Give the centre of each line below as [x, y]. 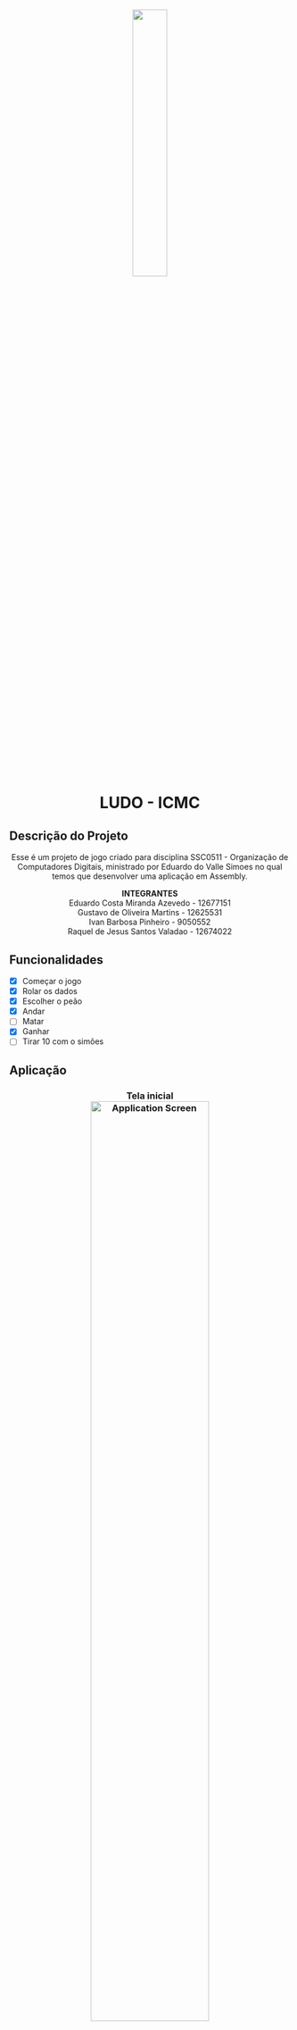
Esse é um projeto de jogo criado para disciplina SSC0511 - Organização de [150, 857]
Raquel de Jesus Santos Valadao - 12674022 [150, 931]
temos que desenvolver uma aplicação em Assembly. [150, 876]
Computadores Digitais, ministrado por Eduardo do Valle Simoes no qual [150, 867]
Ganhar [36, 1032]
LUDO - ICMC [150, 803]
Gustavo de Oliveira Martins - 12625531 [150, 913]
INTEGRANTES [150, 894]
